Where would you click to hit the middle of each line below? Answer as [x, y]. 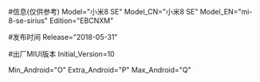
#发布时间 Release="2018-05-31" [63, 37]
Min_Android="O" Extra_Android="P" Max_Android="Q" [100, 70]
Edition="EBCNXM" [81, 21]
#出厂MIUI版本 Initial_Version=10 [61, 54]
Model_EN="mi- [226, 12]
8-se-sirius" [28, 21]
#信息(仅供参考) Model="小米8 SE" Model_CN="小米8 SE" [103, 12]
